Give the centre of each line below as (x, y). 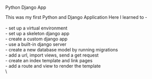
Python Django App (26, 7)
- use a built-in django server (36, 44)
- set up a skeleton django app (37, 33)
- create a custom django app (36, 39)
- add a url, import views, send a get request (52, 55)
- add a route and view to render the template (53, 66)
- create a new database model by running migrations (62, 50)
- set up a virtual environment (36, 28)
